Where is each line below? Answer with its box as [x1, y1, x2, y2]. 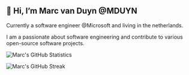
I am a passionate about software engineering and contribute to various [6, 33, 183, 40]
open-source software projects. [6, 39, 85, 46]
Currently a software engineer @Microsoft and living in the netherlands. [6, 21, 184, 29]
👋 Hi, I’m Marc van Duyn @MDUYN [6, 6, 137, 16]
